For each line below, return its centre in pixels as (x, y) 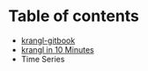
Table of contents (74, 16)
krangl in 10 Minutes (57, 49)
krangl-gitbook (48, 40)
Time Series (43, 59)
